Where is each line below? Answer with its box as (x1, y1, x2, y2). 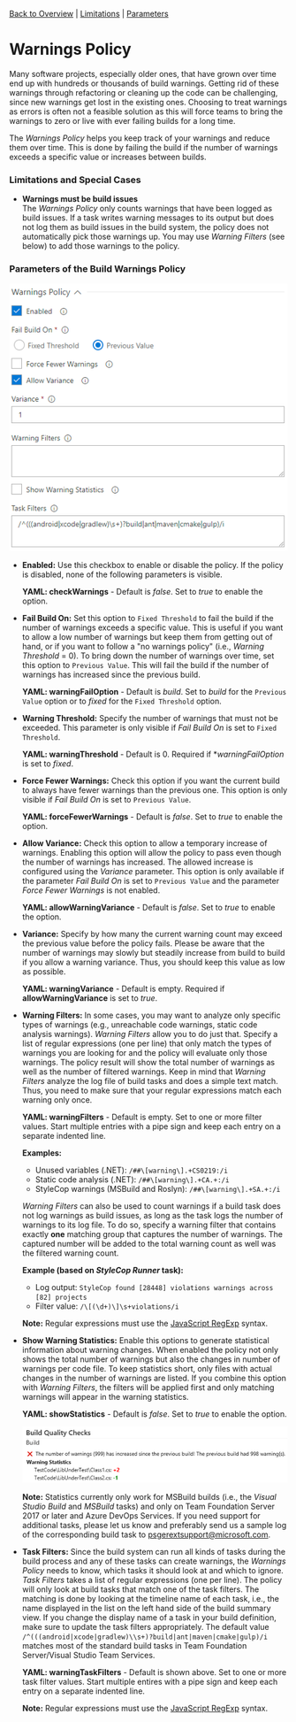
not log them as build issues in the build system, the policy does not (21, 222, 269, 233)
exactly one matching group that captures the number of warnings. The (21, 1229, 284, 1240)
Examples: (21, 1148, 62, 1158)
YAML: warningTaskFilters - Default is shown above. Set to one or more (21, 1667, 287, 1678)
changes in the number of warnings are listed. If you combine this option (21, 1372, 287, 1384)
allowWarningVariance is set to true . (21, 993, 158, 1003)
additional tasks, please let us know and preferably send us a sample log (21, 1520, 287, 1531)
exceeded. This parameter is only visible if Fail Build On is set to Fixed (21, 722, 277, 734)
